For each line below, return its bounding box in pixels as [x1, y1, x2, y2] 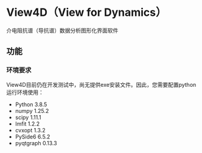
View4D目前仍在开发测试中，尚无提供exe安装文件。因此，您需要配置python [6, 81, 197, 88]
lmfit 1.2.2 [15, 120, 40, 127]
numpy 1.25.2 [15, 107, 49, 114]
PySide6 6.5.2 [15, 133, 50, 140]
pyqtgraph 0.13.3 [15, 139, 57, 146]
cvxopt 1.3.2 [15, 126, 46, 134]
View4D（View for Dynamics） [6, 5, 167, 19]
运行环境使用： [6, 89, 44, 96]
